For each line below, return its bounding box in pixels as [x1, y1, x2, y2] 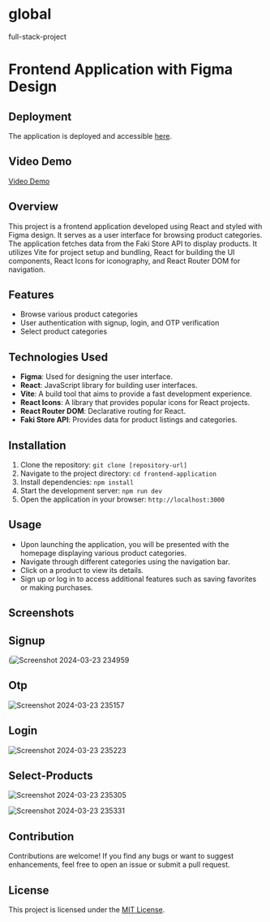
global [8, 5, 52, 24]
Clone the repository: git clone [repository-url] [19, 460, 188, 469]
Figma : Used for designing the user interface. [19, 372, 173, 381]
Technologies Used [8, 350, 108, 364]
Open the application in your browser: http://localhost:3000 [19, 494, 225, 504]
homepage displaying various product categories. [19, 548, 186, 558]
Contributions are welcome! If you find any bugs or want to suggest [8, 851, 234, 861]
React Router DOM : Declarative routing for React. [19, 407, 186, 416]
